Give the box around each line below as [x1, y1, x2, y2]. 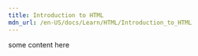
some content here [8, 40, 69, 49]
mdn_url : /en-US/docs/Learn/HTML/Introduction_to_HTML [8, 19, 192, 26]
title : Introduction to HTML [8, 11, 104, 19]
